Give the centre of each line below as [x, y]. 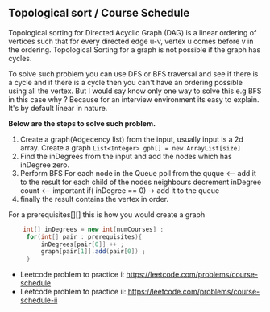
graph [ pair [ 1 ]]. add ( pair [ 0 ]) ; [93, 252]
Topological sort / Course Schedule [99, 13]
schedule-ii [39, 300]
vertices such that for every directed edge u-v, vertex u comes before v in [131, 41]
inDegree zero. [45, 165]
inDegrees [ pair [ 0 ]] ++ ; [83, 244]
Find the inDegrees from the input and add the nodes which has [126, 156]
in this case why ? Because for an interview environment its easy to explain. [134, 99]
